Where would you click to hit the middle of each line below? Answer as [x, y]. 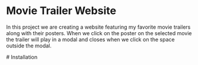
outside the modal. [29, 46]
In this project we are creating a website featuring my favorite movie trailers [98, 27]
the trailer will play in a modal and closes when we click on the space [90, 39]
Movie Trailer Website [61, 11]
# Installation [22, 57]
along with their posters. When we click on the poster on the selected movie [99, 33]
